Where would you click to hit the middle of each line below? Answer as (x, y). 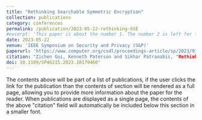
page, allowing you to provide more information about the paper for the (94, 92)
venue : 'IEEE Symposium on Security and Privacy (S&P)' (78, 46)
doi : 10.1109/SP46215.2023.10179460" (54, 62)
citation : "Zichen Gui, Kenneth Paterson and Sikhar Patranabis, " (93, 57)
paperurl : (19, 51)
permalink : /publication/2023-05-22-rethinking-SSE (72, 29)
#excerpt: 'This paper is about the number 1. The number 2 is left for (99, 34)
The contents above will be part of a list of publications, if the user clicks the (101, 80)
